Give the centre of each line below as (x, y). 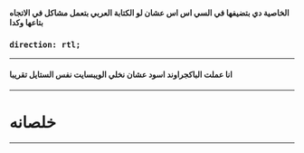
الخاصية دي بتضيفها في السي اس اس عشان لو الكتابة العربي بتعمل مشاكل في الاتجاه (149, 13)
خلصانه (33, 123)
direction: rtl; (45, 44)
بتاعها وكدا (26, 22)
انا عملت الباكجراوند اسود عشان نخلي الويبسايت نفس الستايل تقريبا (121, 75)
